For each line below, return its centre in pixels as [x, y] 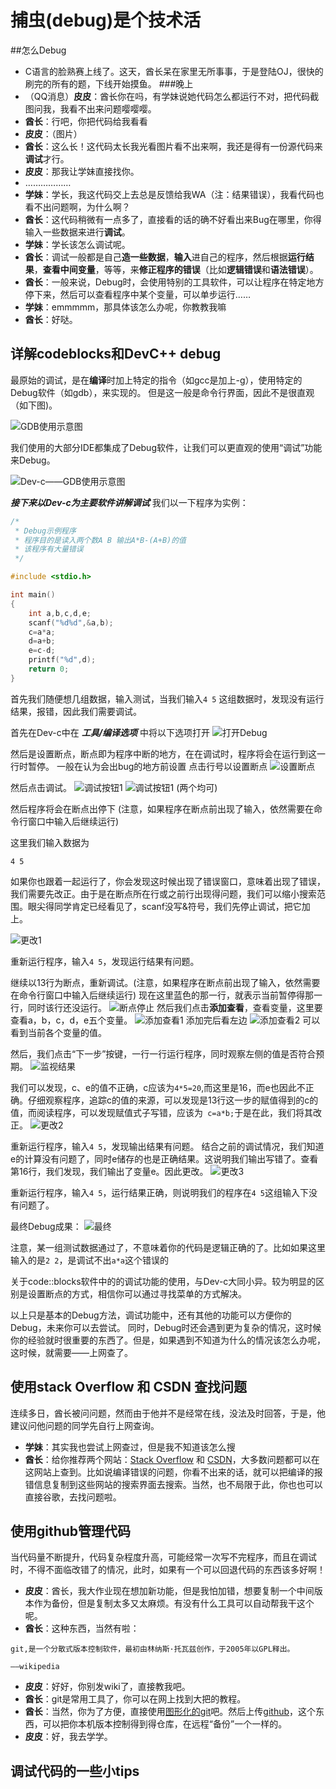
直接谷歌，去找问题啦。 [73, 1497]
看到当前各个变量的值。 [58, 1032]
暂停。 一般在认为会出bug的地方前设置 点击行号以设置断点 [147, 766]
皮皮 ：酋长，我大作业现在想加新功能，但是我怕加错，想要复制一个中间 [169, 1591]
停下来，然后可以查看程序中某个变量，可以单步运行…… [137, 294]
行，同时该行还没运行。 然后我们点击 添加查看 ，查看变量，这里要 [166, 1007]
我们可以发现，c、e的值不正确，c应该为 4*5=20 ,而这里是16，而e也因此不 [158, 1087]
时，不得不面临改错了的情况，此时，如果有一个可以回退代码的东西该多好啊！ [168, 1570]
